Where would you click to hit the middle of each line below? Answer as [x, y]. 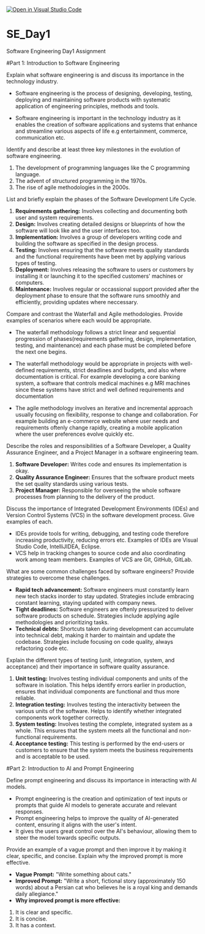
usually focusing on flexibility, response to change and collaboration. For [107, 414]
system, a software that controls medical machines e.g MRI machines [103, 383]
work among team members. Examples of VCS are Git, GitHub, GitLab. [104, 559]
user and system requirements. [54, 217]
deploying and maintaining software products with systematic [93, 99]
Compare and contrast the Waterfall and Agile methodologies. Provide [95, 314]
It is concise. [31, 919]
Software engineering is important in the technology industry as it [98, 118]
